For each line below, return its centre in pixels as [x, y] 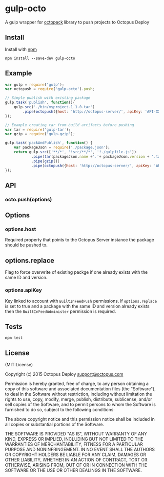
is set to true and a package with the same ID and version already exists [77, 306]
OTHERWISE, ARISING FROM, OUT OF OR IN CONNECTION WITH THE [76, 465]
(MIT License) [19, 365]
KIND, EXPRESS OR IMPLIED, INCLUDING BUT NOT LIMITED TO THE [74, 439]
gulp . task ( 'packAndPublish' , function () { [49, 143]
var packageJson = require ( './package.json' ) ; [62, 147]
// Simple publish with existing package [48, 98]
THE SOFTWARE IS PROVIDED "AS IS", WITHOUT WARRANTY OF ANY [76, 434]
